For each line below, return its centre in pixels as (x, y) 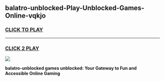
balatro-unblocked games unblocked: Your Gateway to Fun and (71, 68)
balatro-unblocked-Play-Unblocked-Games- (75, 8)
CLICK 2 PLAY (22, 48)
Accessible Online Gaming (33, 73)
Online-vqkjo (26, 16)
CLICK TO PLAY (24, 30)
